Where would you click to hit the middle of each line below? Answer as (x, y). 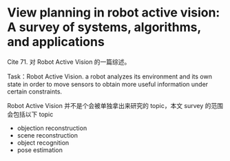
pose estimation (40, 150)
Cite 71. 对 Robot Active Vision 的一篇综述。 (69, 62)
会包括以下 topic (30, 114)
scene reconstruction (47, 135)
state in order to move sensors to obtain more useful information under (108, 84)
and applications (56, 42)
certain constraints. (35, 92)
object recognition (43, 142)
